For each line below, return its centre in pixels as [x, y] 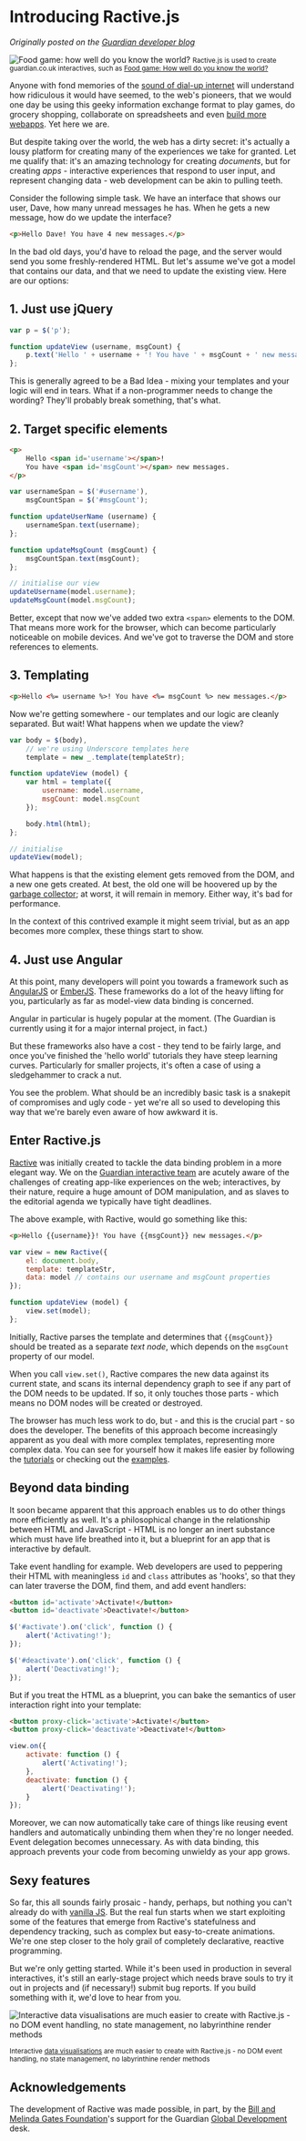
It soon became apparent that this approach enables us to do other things [148, 1510]
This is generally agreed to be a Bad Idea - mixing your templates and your [149, 381]
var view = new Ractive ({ [58, 1252]
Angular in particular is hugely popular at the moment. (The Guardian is [143, 1019]
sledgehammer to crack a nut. [66, 1075]
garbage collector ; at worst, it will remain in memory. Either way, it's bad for [151, 894]
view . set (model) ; [59, 1311]
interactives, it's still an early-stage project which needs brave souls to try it [152, 1978]
